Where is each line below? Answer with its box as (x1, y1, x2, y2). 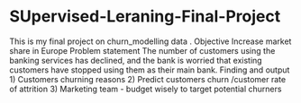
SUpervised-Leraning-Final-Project (9, 6, 281, 27)
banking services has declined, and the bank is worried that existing (9, 55, 263, 65)
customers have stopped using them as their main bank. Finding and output (9, 64, 290, 75)
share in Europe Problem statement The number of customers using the (9, 45, 276, 56)
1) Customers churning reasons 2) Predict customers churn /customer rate (9, 73, 287, 84)
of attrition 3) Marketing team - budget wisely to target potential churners (9, 83, 282, 94)
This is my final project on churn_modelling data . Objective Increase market (9, 36, 292, 47)
